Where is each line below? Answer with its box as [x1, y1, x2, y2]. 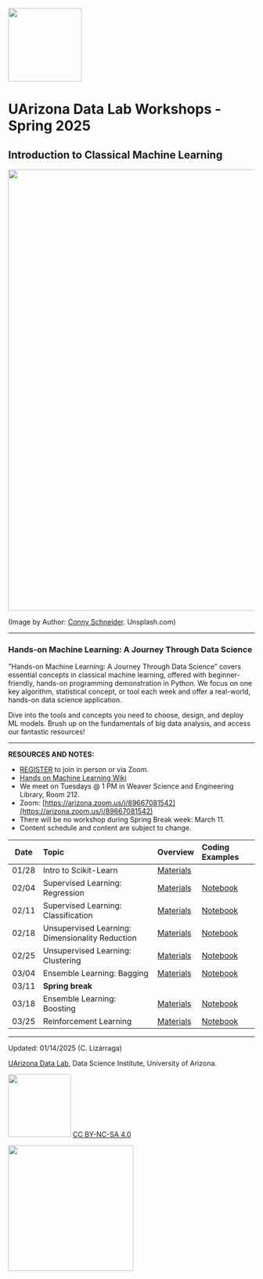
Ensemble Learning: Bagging [42, 968, 149, 979]
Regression [42, 887, 85, 898]
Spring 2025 [8, 117, 92, 135]
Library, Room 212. [19, 790, 81, 800]
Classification [42, 910, 93, 921]
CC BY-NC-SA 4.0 [72, 1130, 131, 1139]
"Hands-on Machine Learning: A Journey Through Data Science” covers [8, 662, 241, 672]
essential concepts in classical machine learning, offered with [8, 670, 207, 680]
